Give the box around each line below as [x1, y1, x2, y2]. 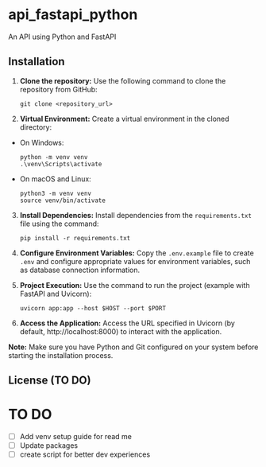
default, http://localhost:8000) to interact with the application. [19, 326, 222, 336]
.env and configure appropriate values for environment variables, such [19, 256, 251, 266]
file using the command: [19, 219, 99, 228]
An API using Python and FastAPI [8, 32, 117, 41]
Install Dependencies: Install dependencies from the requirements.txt [19, 210, 253, 220]
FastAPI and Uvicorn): [19, 289, 92, 298]
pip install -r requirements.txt [19, 234, 131, 242]
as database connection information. [19, 265, 141, 274]
